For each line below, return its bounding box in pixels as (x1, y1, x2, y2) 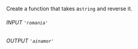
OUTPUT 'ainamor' (6, 37, 54, 44)
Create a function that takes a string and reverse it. (6, 5, 133, 12)
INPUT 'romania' (6, 19, 49, 26)
